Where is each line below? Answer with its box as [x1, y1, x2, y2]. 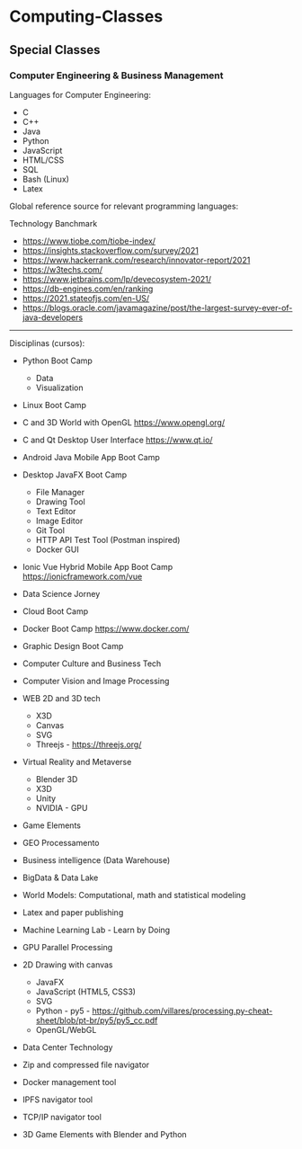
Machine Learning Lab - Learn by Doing [22, 924, 171, 935]
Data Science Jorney [22, 588, 101, 599]
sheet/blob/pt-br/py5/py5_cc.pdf [35, 1014, 158, 1026]
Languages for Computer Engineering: [9, 89, 151, 100]
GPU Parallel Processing [22, 941, 113, 952]
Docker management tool [22, 1076, 117, 1087]
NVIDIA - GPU [35, 802, 88, 813]
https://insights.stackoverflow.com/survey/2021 [22, 245, 200, 255]
